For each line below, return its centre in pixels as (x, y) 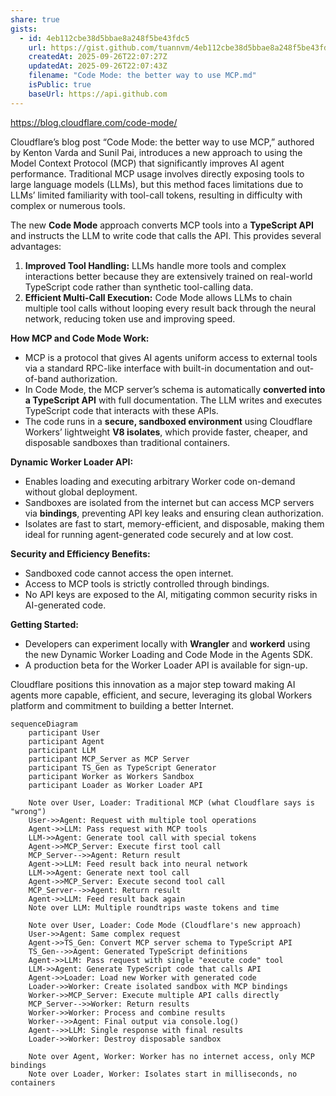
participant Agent (66, 741)
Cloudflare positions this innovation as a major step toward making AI (153, 684)
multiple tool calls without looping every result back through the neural (170, 308)
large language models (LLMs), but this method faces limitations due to (157, 184)
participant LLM (62, 750)
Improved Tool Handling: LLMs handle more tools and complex (155, 265)
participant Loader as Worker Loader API (115, 785)
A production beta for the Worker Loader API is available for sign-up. (166, 665)
